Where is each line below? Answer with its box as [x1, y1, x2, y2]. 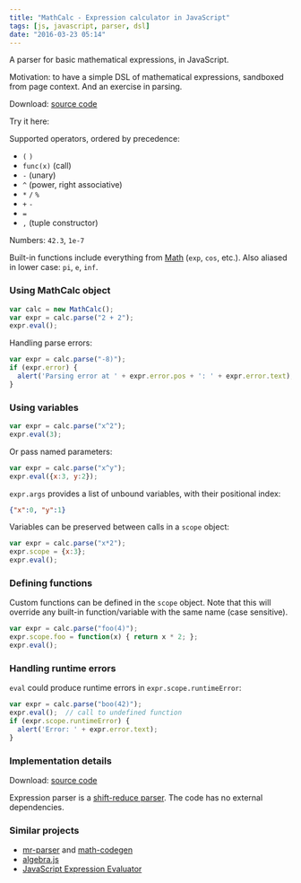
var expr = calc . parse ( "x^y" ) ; [9, 463, 126, 472]
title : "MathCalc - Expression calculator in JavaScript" [9, 13, 230, 22]
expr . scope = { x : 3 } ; [9, 547, 87, 556]
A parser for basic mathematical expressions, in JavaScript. [9, 55, 229, 66]
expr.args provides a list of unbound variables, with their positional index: [9, 488, 281, 499]
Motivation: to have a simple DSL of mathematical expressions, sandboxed [9, 72, 284, 83]
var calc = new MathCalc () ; [9, 304, 115, 314]
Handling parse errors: [9, 337, 92, 348]
